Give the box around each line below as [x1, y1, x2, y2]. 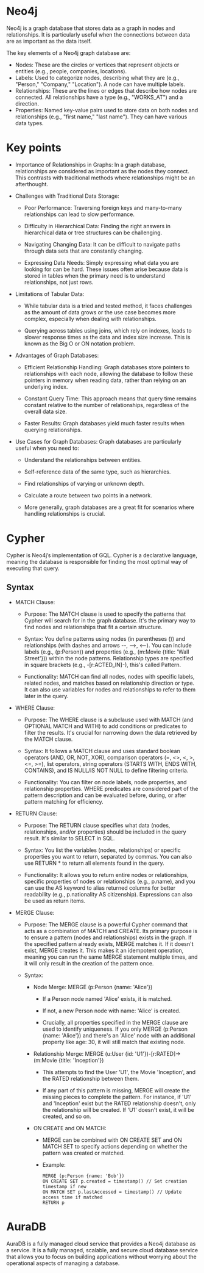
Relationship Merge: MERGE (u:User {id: [33, 1050, 134, 1057]
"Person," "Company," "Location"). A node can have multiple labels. [15, 81, 186, 88]
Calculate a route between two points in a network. [24, 491, 152, 499]
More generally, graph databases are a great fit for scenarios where [24, 503, 194, 511]
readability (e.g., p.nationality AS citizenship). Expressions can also [24, 890, 193, 898]
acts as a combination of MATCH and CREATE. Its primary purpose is [24, 927, 198, 934]
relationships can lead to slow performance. [24, 211, 135, 218]
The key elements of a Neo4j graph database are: [6, 49, 131, 56]
